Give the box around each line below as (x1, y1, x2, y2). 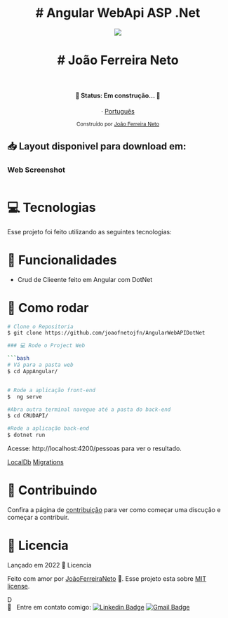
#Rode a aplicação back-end (7, 425, 90, 432)
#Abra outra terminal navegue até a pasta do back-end (7, 405, 171, 413)
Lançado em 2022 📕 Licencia (7, 560, 92, 569)
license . (7, 582, 30, 590)
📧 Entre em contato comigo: (7, 603, 91, 611)
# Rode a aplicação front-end (7, 387, 96, 394)
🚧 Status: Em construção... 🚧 (75, 91, 161, 100)
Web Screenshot (7, 165, 65, 175)
